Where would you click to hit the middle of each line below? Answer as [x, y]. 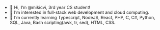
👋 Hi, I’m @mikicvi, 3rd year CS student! [50, 7]
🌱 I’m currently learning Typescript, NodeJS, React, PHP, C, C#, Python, [82, 17]
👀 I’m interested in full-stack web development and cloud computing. [80, 12]
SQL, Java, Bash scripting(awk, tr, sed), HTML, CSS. [63, 22]
